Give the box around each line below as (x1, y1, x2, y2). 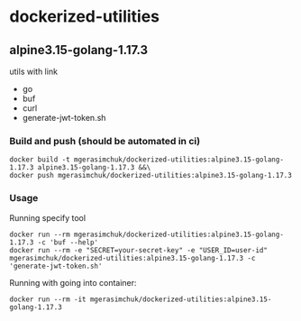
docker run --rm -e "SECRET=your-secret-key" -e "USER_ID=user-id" (9, 245, 269, 254)
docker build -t (9, 155, 70, 164)
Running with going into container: (9, 277, 137, 288)
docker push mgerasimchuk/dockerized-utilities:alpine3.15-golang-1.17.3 (9, 171, 293, 180)
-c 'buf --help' (37, 237, 99, 247)
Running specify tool (9, 212, 87, 223)
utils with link (9, 66, 59, 77)
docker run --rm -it (9, 295, 87, 304)
